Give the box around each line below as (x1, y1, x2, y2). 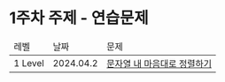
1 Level (13, 56, 44, 69)
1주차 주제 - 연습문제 (9, 8, 149, 28)
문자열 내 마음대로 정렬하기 (105, 57, 213, 70)
